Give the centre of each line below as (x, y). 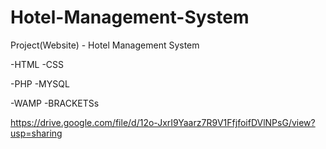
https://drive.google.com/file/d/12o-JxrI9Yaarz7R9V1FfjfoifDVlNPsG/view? (163, 122)
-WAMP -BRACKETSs (55, 103)
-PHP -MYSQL (40, 83)
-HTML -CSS (37, 64)
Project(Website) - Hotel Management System (105, 45)
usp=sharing (36, 133)
